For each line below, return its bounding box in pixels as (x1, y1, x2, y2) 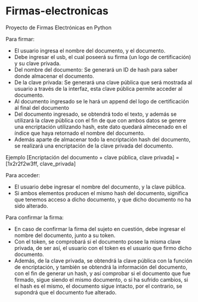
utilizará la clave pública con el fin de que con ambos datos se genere (14, 116, 186, 124)
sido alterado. (14, 202, 48, 209)
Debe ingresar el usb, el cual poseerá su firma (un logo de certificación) (14, 53, 191, 60)
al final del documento (14, 104, 69, 111)
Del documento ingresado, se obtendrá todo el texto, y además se (14, 110, 177, 118)
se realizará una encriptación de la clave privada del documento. (14, 142, 174, 149)
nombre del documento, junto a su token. (14, 232, 116, 239)
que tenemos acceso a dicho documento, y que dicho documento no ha (14, 196, 191, 203)
